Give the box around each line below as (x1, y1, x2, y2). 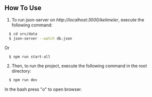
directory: (11, 68, 32, 74)
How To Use (4, 4, 42, 12)
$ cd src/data (9, 31, 37, 36)
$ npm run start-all (9, 54, 51, 59)
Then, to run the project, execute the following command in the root (11, 63, 147, 69)
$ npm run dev (9, 78, 37, 82)
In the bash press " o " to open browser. (4, 86, 82, 92)
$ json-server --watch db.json (9, 36, 72, 41)
